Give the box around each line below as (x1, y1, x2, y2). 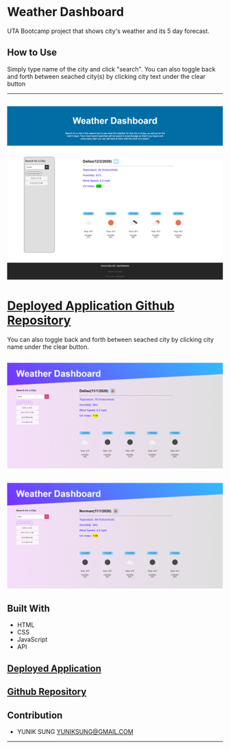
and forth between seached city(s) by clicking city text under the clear (7, 72, 206, 80)
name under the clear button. (7, 343, 90, 351)
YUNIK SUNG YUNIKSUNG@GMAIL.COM (16, 728, 133, 736)
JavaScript (16, 636, 48, 644)
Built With (7, 603, 50, 614)
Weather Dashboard (7, 4, 125, 20)
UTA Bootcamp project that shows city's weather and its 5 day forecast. (7, 27, 210, 35)
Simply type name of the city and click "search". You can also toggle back (7, 65, 216, 73)
